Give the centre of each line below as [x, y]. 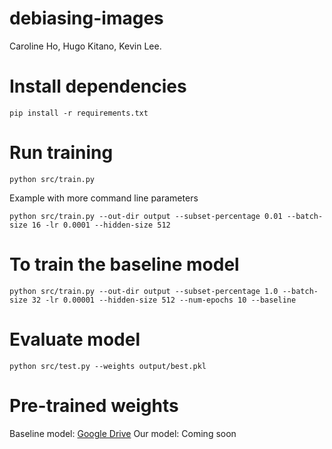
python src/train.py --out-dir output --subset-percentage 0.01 [146, 216]
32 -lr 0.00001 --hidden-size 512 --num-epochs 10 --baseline [164, 300]
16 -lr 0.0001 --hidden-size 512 [101, 225]
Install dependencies [98, 86]
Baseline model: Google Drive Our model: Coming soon [123, 433]
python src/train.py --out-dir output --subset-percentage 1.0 [144, 291]
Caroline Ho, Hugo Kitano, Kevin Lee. [85, 46]
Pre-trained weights [94, 405]
